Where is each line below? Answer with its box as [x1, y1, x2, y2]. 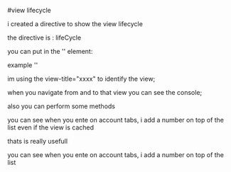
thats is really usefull [7, 137, 68, 145]
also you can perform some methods [7, 102, 116, 110]
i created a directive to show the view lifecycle [7, 20, 144, 28]
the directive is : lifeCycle [7, 33, 82, 42]
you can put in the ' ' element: [7, 47, 93, 55]
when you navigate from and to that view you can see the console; [7, 88, 203, 96]
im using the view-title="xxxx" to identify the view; [7, 74, 156, 83]
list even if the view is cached [7, 123, 95, 132]
